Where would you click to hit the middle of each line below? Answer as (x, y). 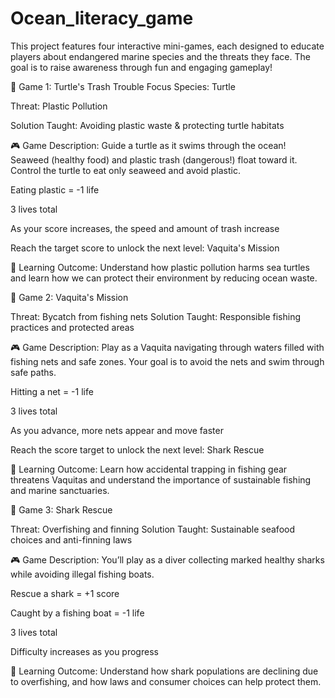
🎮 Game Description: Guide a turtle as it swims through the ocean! (148, 145)
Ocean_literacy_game (102, 18)
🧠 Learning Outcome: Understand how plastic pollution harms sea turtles (160, 267)
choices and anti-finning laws (71, 539)
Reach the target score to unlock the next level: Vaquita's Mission (145, 248)
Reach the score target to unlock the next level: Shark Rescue (137, 449)
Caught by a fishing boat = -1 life (77, 613)
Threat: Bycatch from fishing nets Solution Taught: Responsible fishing (156, 316)
